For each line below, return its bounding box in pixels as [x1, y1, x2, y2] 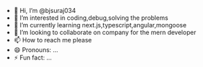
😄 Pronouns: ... [13, 46, 59, 54]
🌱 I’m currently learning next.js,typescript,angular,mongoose [13, 21, 187, 29]
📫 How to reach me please [13, 36, 92, 44]
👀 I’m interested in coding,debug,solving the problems [13, 14, 168, 22]
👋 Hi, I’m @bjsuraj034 [13, 7, 76, 14]
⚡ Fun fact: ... [13, 53, 52, 62]
